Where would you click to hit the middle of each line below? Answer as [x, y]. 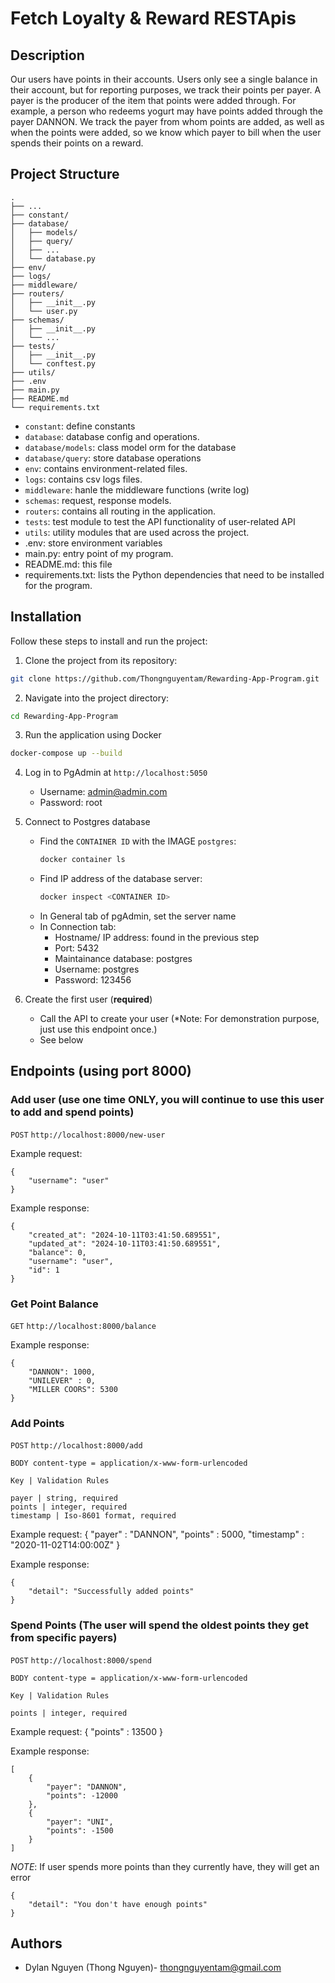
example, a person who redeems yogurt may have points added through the [166, 111]
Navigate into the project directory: [97, 698]
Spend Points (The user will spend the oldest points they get [160, 1625]
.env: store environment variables [93, 543]
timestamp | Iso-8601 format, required [93, 1516]
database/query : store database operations [113, 458]
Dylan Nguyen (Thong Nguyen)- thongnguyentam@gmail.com [153, 1968]
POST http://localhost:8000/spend [81, 1660]
